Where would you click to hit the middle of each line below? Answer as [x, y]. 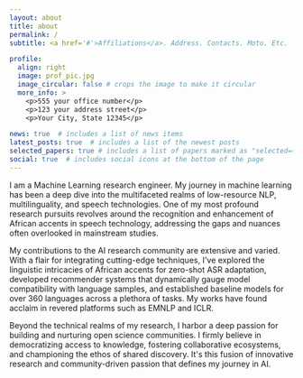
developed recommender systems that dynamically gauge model [130, 279]
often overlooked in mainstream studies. [84, 233]
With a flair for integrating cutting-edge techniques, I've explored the [137, 260]
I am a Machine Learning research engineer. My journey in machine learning [151, 185]
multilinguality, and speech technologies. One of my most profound [134, 204]
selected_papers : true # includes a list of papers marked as [129, 151]
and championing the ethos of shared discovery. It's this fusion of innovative [151, 354]
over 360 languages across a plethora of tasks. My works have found [138, 298]
